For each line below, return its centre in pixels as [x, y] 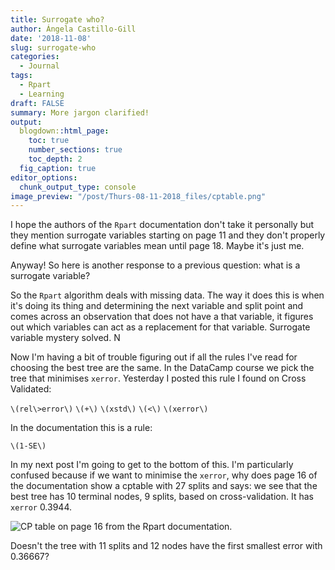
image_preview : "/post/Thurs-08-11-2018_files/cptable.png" [138, 196]
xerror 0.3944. [41, 507]
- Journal [39, 66]
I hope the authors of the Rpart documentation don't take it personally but [162, 225]
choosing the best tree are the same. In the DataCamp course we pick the [162, 368]
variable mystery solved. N [65, 338]
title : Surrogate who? [57, 19]
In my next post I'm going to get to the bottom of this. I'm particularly [152, 465]
